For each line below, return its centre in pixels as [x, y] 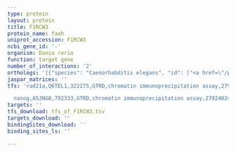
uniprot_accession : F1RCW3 [47, 40]
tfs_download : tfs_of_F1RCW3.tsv [56, 112]
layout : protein [31, 20]
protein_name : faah [36, 33]
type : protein [28, 14]
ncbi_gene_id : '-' [34, 46]
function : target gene [40, 60]
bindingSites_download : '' [47, 125]
